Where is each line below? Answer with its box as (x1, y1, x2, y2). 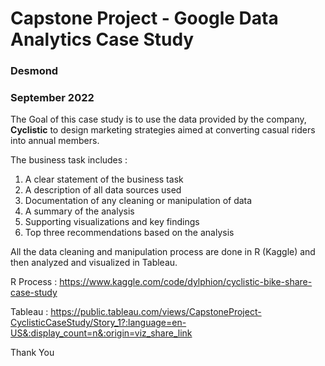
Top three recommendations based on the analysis (24, 227, 235, 239)
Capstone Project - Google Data (10, 7, 279, 30)
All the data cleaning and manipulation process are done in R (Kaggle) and (10, 246, 316, 258)
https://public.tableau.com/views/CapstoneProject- (50, 306, 262, 318)
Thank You (10, 347, 55, 359)
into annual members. (10, 135, 100, 147)
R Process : (10, 276, 58, 288)
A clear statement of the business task (24, 173, 184, 186)
